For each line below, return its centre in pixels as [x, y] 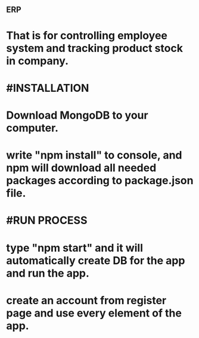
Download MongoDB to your [77, 115]
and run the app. [48, 273]
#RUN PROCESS [47, 221]
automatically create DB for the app [96, 260]
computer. [32, 128]
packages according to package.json [100, 181]
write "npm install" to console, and [94, 155]
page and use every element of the [94, 313]
